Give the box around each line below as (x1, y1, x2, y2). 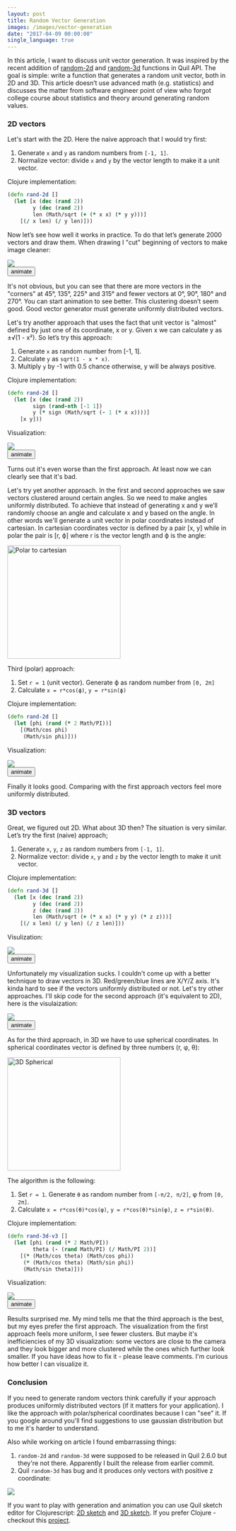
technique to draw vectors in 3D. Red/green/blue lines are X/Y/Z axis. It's (7, 977, 220, 985)
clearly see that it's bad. (7, 473, 78, 481)
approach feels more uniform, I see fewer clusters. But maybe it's (7, 1330, 198, 1338)
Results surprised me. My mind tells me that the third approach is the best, (7, 1315, 225, 1323)
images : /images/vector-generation (7, 23, 112, 30)
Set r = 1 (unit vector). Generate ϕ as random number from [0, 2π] (17, 678, 216, 687)
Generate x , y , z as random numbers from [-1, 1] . (17, 844, 165, 853)
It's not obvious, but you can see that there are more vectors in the (7, 281, 201, 290)
